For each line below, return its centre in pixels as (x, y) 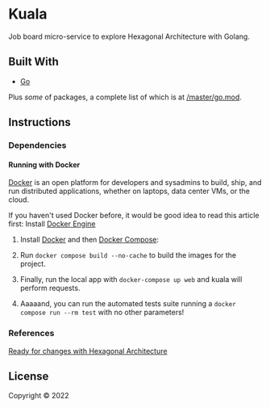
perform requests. (50, 288)
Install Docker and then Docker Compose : (89, 240)
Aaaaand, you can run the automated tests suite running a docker (128, 304)
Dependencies (37, 145)
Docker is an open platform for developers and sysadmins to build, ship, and (135, 183)
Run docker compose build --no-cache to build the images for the (128, 255)
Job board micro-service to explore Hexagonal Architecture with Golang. (129, 36)
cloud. (19, 200)
